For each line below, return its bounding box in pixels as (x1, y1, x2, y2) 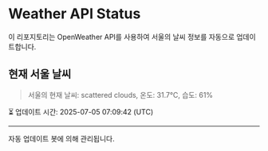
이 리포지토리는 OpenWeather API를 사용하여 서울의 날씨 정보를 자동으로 (8, 32, 235, 41)
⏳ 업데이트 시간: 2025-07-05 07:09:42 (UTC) (8, 106, 154, 116)
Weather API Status (8, 5, 141, 23)
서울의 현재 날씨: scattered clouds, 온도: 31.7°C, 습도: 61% (27, 90, 214, 99)
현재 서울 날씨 (8, 68, 72, 81)
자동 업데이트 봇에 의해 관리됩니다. (8, 134, 115, 143)
